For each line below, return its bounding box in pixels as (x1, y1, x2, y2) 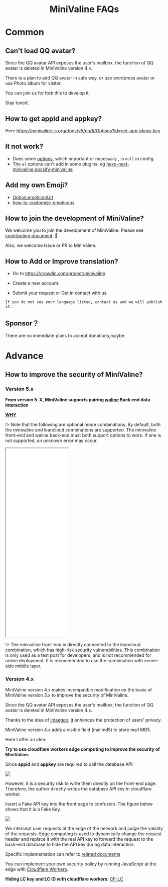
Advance (5, 350, 44, 362)
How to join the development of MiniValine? (5, 214, 144, 223)
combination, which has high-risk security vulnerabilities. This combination (5, 647, 160, 653)
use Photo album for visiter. (5, 80, 62, 86)
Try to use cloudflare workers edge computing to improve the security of (5, 746, 160, 752)
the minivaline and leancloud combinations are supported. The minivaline (5, 426, 156, 433)
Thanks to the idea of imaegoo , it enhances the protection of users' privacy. (5, 717, 162, 723)
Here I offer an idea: (5, 737, 47, 743)
